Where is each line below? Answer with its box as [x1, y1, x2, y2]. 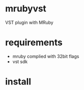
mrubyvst [5, 3, 46, 14]
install [5, 76, 31, 88]
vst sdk [12, 58, 28, 65]
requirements [5, 37, 62, 48]
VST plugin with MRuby [5, 19, 53, 25]
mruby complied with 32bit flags [12, 53, 79, 59]
